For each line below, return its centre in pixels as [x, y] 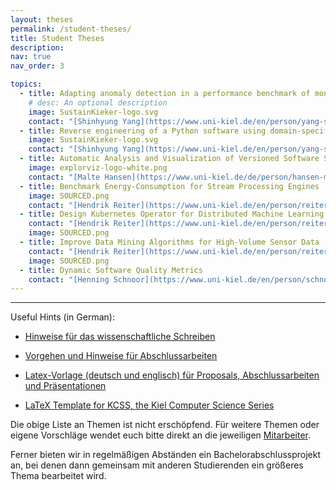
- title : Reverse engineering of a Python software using [143, 131]
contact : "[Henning [69, 279]
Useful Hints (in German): [62, 317]
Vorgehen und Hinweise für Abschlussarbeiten [121, 356]
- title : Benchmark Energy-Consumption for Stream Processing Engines [169, 186]
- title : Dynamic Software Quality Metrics [111, 270]
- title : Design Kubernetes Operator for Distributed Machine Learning [172, 214]
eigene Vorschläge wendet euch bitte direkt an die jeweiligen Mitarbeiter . [161, 435]
